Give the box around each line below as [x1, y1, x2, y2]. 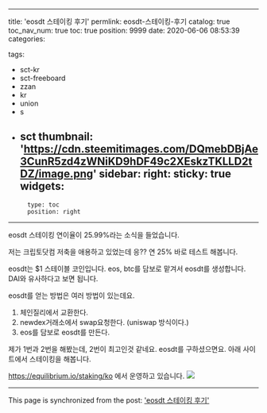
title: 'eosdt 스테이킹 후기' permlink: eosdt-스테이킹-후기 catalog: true [8, 17, 230, 26]
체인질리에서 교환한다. [19, 307, 89, 317]
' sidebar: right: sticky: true [92, 168, 232, 181]
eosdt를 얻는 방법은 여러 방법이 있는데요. [8, 291, 135, 300]
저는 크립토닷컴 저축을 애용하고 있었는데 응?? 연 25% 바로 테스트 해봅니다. [8, 247, 238, 257]
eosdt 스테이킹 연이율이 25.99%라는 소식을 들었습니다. [8, 230, 180, 239]
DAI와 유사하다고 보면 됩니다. [8, 273, 99, 283]
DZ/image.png [19, 168, 94, 181]
